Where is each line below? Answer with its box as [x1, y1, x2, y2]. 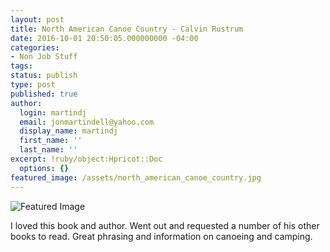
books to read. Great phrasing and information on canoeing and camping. [10, 230, 313, 242]
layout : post [10, 14, 65, 25]
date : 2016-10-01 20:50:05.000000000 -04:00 [10, 33, 199, 43]
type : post [10, 80, 56, 90]
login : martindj [19, 107, 87, 118]
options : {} [19, 163, 70, 173]
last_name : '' [19, 145, 78, 155]
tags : [10, 61, 33, 71]
